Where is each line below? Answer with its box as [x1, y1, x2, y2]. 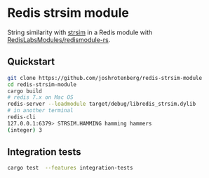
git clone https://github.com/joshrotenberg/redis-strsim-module [7, 74, 202, 81]
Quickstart [7, 56, 55, 68]
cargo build [7, 88, 42, 95]
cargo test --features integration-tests [7, 165, 133, 172]
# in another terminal [7, 107, 74, 114]
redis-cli [7, 114, 36, 121]
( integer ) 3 [7, 126, 42, 134]
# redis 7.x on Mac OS [7, 94, 74, 101]
